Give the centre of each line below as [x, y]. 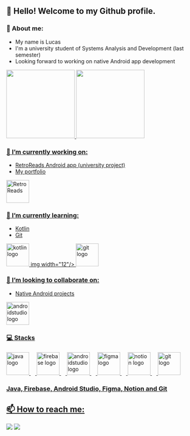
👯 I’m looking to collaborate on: [53, 280]
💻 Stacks [21, 337]
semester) [28, 55]
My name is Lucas [38, 42]
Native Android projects [45, 293]
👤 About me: [25, 29]
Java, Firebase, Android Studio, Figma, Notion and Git [87, 389]
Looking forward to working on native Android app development [95, 61]
